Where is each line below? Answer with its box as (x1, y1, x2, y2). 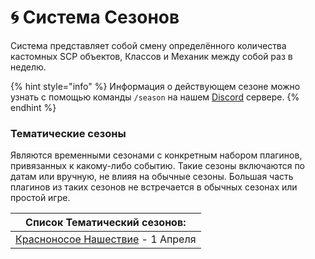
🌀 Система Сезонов (10, 6, 180, 29)
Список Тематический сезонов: (25, 216, 187, 230)
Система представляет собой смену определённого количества (10, 39, 287, 51)
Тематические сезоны (10, 126, 127, 140)
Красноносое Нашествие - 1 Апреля (15, 232, 197, 246)
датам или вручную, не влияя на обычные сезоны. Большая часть (10, 171, 294, 183)
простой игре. (10, 192, 71, 204)
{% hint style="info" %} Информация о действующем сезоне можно (10, 80, 301, 92)
